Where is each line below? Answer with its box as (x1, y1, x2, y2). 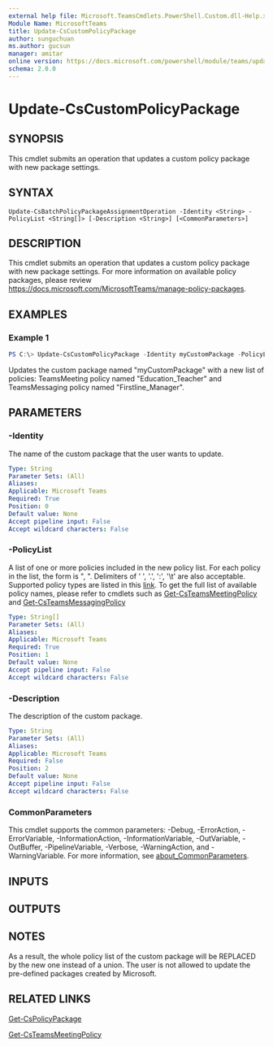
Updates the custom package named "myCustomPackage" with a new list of (8, 365, 264, 375)
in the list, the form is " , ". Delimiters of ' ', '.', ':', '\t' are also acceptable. (8, 571, 246, 581)
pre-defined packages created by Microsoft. (8, 968, 157, 978)
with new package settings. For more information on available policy (8, 267, 237, 276)
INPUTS (8, 875, 49, 888)
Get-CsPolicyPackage (8, 1014, 82, 1023)
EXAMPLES (8, 307, 67, 321)
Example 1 (8, 332, 50, 343)
